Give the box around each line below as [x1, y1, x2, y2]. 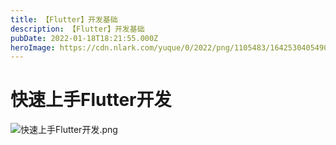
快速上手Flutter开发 [10, 89, 172, 111]
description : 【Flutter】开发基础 [10, 24, 145, 34]
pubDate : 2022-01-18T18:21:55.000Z [10, 33, 159, 43]
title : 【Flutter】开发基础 [10, 14, 118, 25]
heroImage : [10, 42, 56, 53]
